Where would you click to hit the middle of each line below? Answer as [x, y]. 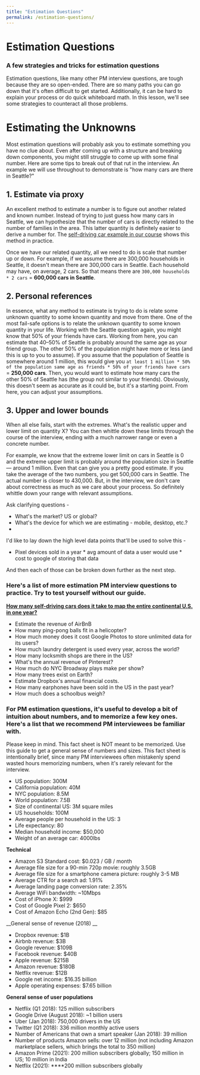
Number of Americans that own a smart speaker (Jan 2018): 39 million [101, 1034]
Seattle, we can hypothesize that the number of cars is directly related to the [100, 222]
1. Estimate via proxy [45, 195]
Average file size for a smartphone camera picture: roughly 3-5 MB [97, 874]
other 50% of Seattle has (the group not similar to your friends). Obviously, [98, 379]
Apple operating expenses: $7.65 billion [63, 985]
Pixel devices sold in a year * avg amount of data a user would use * [99, 552]
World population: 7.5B [42, 800]
